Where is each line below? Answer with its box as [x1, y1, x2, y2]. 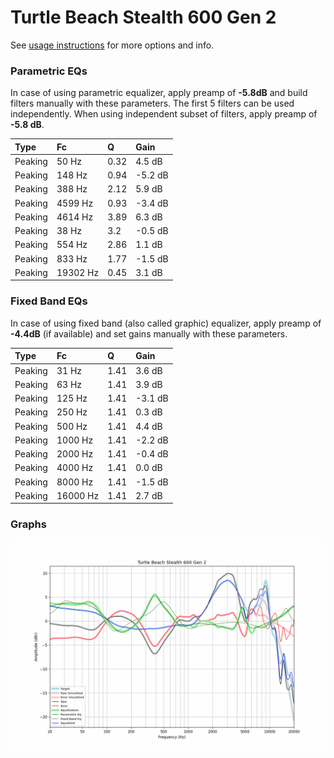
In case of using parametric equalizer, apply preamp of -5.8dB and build [10, 87, 308, 99]
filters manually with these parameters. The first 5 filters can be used [10, 97, 295, 110]
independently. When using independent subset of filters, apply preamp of [10, 108, 318, 120]
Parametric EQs [10, 64, 88, 78]
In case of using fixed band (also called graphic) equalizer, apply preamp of [10, 317, 322, 329]
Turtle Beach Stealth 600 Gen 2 [10, 6, 277, 29]
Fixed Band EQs [10, 294, 88, 308]
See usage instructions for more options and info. [10, 39, 215, 51]
